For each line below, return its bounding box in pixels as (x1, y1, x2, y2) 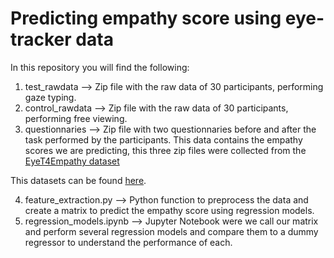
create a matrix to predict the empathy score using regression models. (24, 204, 315, 216)
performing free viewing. (24, 112, 128, 124)
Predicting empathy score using (10, 7, 282, 30)
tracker (10, 28, 72, 51)
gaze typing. (24, 91, 77, 103)
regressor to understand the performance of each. (24, 236, 233, 248)
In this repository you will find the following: (10, 61, 190, 73)
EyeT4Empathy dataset (24, 155, 120, 167)
